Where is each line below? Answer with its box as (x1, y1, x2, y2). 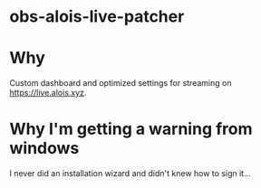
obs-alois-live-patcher (9, 6, 185, 27)
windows (9, 138, 80, 159)
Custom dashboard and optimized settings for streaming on (9, 78, 232, 89)
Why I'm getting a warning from (9, 119, 253, 139)
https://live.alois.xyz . (9, 88, 87, 99)
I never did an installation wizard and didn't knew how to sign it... (9, 168, 251, 179)
